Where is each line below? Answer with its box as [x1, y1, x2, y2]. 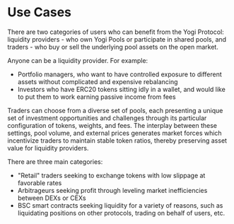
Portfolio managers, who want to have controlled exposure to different [17, 70, 223, 78]
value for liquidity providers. [7, 143, 89, 152]
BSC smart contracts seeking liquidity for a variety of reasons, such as [17, 201, 223, 209]
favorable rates [17, 178, 62, 187]
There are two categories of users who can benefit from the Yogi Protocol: [7, 28, 224, 36]
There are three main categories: [7, 157, 103, 166]
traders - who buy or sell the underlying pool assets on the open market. [7, 42, 219, 51]
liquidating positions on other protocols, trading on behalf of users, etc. [17, 208, 226, 217]
